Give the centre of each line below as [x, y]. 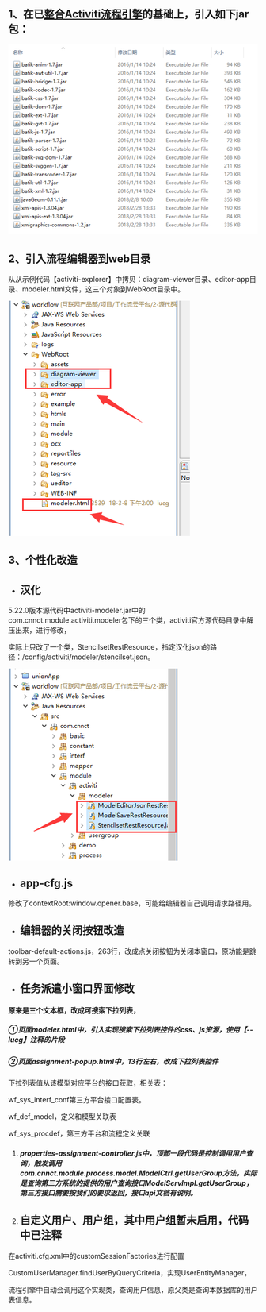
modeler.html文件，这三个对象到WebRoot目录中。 [103, 289]
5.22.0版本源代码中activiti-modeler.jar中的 [77, 611]
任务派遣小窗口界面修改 [77, 988]
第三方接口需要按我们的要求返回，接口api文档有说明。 [108, 1193]
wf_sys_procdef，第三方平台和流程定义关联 [79, 1133]
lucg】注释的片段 [36, 1040]
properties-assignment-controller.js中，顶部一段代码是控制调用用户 [133, 1153]
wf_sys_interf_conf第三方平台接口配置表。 [77, 1100]
